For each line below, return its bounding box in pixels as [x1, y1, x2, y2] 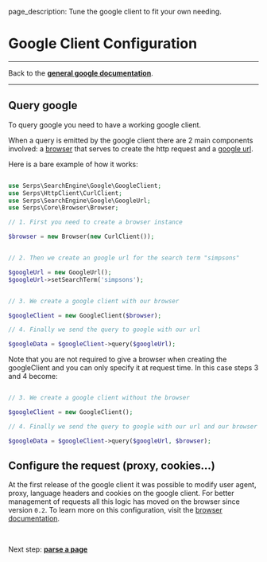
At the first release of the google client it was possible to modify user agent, [8, 480, 257, 490]
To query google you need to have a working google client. [8, 119, 201, 130]
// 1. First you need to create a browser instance [8, 218, 183, 226]
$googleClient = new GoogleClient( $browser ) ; [8, 311, 161, 319]
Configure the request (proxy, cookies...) [8, 459, 216, 473]
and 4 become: [8, 372, 58, 381]
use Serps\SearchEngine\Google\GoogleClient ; [8, 181, 161, 189]
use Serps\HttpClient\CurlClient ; [8, 189, 123, 197]
